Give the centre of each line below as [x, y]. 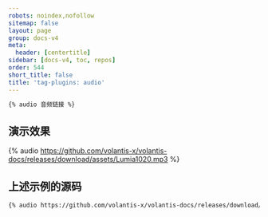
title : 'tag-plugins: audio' [57, 82]
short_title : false [41, 75]
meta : [17, 45]
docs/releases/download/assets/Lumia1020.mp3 [88, 160]
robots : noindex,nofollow [51, 16]
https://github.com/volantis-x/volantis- [104, 151]
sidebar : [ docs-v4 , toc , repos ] [62, 61]
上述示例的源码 [45, 186]
